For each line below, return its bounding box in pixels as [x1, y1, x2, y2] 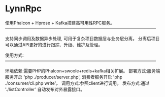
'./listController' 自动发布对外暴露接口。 [5, 86, 85, 92]
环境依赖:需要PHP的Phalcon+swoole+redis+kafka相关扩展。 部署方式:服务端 [5, 67, 160, 74]
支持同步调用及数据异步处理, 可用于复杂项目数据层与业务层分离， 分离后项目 [5, 35, 160, 41]
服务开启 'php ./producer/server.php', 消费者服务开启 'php [5, 74, 123, 80]
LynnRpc [5, 3, 42, 14]
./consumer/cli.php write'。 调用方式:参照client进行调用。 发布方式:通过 [5, 80, 150, 86]
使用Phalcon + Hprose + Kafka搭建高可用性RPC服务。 [5, 20, 115, 26]
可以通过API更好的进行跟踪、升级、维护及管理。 [5, 41, 103, 47]
